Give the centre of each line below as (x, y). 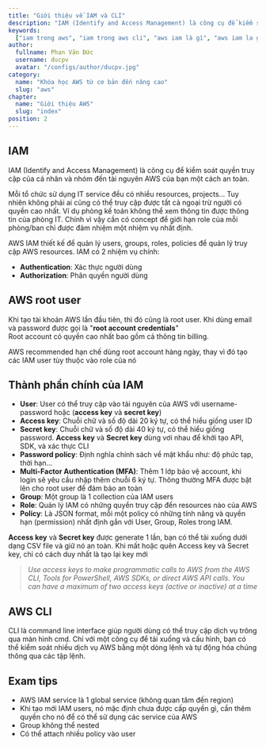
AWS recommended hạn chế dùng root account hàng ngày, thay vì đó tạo (128, 352)
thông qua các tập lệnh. (47, 656)
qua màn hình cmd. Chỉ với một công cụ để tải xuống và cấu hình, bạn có (127, 639)
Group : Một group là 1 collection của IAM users (97, 497)
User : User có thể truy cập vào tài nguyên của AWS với (110, 404)
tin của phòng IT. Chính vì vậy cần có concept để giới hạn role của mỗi (123, 219)
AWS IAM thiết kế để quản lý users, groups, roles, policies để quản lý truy (128, 243)
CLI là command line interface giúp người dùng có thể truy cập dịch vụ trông (133, 631)
